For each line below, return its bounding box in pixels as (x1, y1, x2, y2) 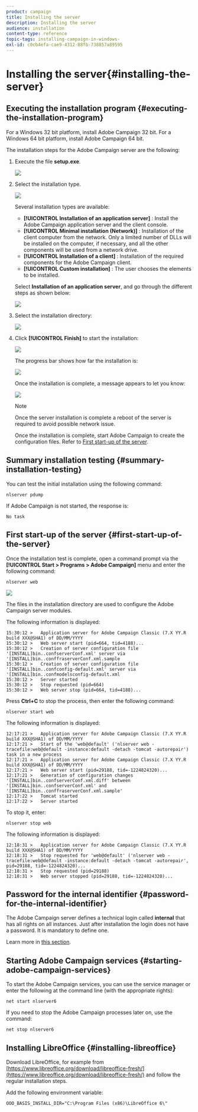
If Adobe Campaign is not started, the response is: (6, 502, 129, 509)
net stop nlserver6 (6, 1027, 54, 1033)
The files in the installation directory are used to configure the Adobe (6, 600, 174, 607)
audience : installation (6, 25, 65, 31)
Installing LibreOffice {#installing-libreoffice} (6, 1043, 176, 1053)
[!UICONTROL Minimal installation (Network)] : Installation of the (23, 227, 184, 235)
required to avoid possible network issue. (14, 420, 116, 427)
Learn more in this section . (6, 939, 71, 946)
